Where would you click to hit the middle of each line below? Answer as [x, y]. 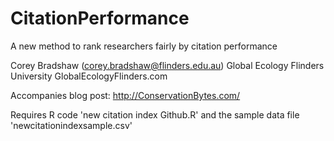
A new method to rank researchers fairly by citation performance [144, 46]
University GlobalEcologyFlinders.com [89, 76]
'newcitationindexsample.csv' [71, 125]
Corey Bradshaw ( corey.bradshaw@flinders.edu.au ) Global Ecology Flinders [167, 65]
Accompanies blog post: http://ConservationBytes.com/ [125, 95]
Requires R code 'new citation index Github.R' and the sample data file [155, 114]
